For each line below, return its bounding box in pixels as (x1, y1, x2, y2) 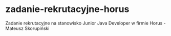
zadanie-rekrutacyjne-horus (5, 3, 130, 15)
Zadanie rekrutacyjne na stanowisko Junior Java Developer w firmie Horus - (5, 20, 166, 26)
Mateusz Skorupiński (5, 25, 50, 31)
